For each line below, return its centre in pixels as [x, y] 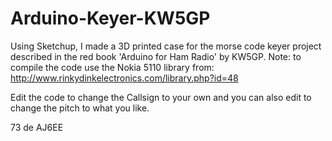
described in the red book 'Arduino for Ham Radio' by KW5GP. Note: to [156, 56]
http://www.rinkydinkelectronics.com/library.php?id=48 [124, 78]
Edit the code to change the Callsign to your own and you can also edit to [161, 97]
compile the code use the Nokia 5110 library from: [112, 67]
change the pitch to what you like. [80, 108]
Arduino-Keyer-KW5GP [110, 18]
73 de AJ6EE [37, 127]
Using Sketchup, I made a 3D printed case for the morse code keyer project [166, 46]
